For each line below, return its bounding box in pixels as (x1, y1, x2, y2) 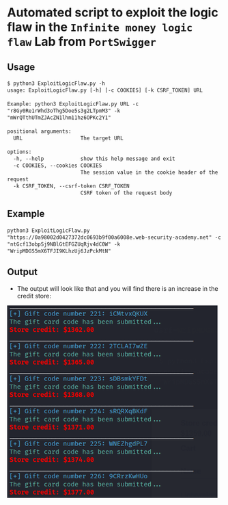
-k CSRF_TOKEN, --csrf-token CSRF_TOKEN (13, 183, 130, 190)
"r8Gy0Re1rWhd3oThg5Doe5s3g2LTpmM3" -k (7, 107, 121, 114)
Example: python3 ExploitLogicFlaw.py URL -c (7, 101, 139, 107)
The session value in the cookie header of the (80, 169, 218, 176)
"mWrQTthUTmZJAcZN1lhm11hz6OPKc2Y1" (7, 114, 111, 121)
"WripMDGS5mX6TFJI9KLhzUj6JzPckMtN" (7, 248, 111, 255)
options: (7, 148, 32, 155)
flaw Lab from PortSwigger (7, 34, 157, 49)
